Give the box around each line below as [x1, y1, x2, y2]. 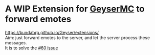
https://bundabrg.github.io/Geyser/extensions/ [5, 29, 99, 35]
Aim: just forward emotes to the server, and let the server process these [5, 35, 150, 41]
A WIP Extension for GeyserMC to [5, 3, 145, 14]
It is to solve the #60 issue [5, 45, 58, 51]
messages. [5, 40, 27, 45]
